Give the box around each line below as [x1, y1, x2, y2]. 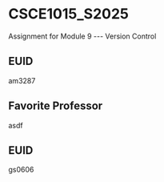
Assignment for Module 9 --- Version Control [8, 31, 157, 41]
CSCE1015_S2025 [8, 5, 130, 23]
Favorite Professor [8, 99, 103, 113]
